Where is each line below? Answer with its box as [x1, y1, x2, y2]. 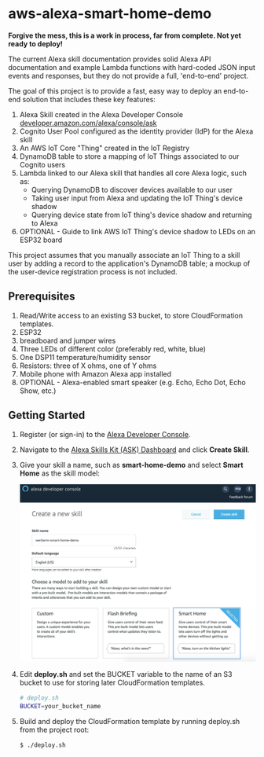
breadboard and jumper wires [19, 336, 116, 345]
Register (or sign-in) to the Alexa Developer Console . [19, 429, 191, 439]
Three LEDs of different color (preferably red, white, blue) [19, 344, 207, 354]
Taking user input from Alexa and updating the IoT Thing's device [31, 193, 244, 203]
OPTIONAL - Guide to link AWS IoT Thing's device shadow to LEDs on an [19, 226, 256, 236]
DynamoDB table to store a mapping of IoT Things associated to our [19, 151, 240, 161]
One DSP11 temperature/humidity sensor [19, 352, 151, 362]
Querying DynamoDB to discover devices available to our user [31, 185, 233, 194]
